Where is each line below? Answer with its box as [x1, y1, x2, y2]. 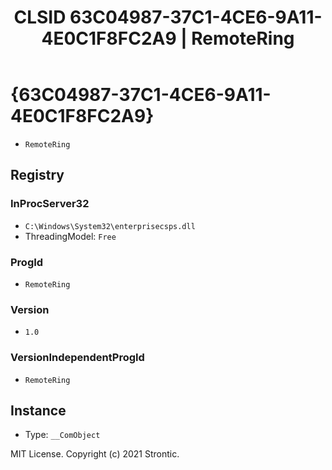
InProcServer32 [10, 197, 90, 211]
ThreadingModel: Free [24, 230, 117, 242]
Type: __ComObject [24, 429, 101, 441]
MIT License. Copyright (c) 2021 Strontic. [10, 448, 180, 460]
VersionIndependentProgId [10, 351, 145, 365]
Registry [10, 167, 65, 184]
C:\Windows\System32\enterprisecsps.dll [24, 221, 196, 231]
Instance [10, 402, 67, 419]
